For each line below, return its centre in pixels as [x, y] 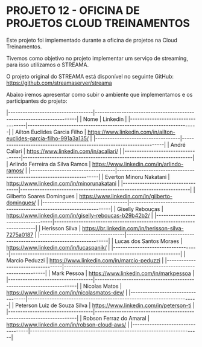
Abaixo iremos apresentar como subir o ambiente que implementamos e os [99, 94]
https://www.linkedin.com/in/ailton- [131, 132]
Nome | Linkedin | [105, 119]
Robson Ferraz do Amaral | [116, 318]
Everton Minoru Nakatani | [137, 177]
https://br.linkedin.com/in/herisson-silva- [133, 228]
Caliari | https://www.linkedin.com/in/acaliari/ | [64, 151]
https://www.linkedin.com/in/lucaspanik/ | [58, 247]
